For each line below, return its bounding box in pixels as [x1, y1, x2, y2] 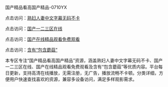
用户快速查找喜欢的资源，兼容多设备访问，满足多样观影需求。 [9, 76, 137, 82]
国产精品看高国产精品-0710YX [5, 4, 67, 10]
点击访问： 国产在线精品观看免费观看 [5, 36, 80, 42]
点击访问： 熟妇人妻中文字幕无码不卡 [5, 15, 80, 21]
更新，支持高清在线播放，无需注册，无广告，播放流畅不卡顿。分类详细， [9, 70, 159, 76]
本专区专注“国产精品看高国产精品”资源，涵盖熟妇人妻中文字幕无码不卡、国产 [5, 57, 163, 63]
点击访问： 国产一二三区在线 [5, 25, 63, 31]
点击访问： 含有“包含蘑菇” [5, 47, 58, 52]
